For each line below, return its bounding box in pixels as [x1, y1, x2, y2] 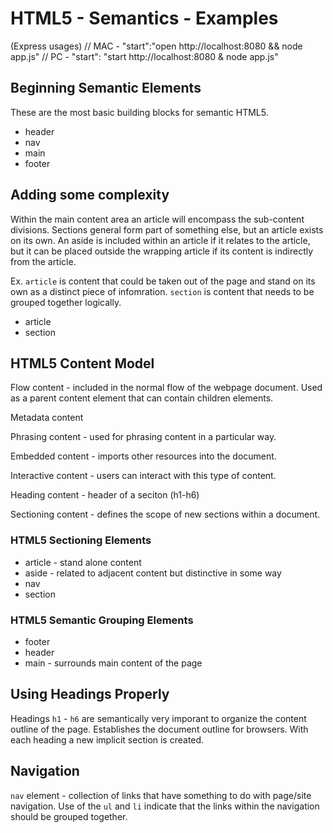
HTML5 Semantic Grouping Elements [10, 613, 194, 627]
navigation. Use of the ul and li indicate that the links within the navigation [10, 800, 320, 812]
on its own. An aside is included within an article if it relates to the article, [10, 234, 311, 246]
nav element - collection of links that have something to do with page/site [10, 789, 312, 801]
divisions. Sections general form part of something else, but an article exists [10, 223, 324, 236]
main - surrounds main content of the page [24, 657, 203, 669]
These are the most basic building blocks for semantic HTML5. [10, 106, 269, 118]
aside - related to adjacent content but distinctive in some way [24, 567, 282, 579]
